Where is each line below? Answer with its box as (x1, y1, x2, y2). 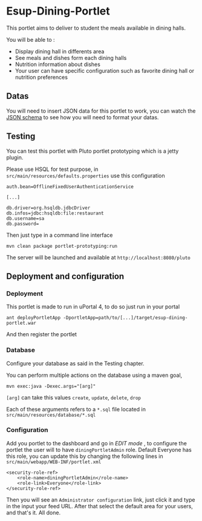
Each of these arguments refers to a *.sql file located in (6, 405, 146, 413)
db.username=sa (6, 215, 45, 222)
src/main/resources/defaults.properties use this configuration (6, 171, 165, 179)
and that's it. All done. (6, 509, 61, 516)
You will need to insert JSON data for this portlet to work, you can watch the (6, 107, 196, 114)
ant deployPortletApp (6, 315, 61, 321)
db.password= (6, 221, 39, 227)
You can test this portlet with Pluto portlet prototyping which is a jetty (6, 147, 179, 154)
